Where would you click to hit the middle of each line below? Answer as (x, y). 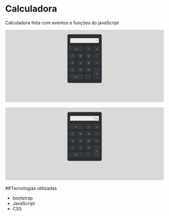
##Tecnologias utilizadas (31, 188)
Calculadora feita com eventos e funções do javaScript (62, 23)
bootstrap (23, 198)
